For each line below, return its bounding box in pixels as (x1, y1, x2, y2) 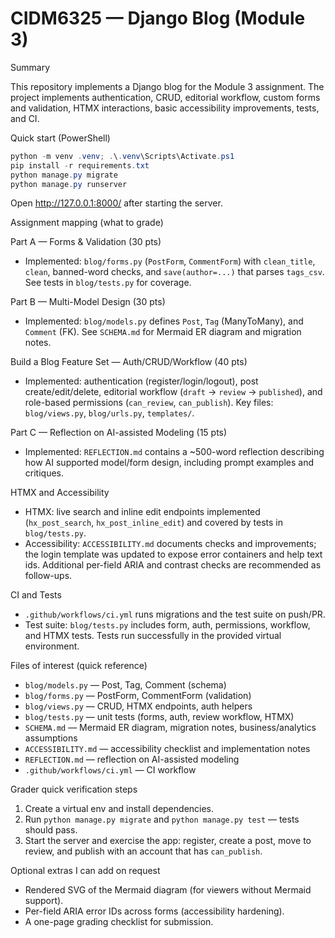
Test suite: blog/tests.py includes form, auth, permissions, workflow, (24, 619, 311, 631)
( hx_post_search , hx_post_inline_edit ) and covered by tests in (24, 517, 283, 529)
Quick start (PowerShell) (10, 132, 111, 144)
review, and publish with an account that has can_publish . (24, 845, 263, 857)
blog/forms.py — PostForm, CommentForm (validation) (24, 690, 252, 702)
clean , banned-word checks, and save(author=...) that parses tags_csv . (24, 266, 325, 278)
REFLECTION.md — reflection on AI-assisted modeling (24, 753, 240, 766)
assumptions (24, 732, 78, 744)
